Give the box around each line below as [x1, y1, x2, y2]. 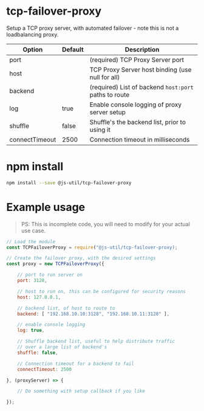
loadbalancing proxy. [6, 30, 59, 38]
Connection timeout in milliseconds [89, 135, 190, 143]
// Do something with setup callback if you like [17, 388, 146, 395]
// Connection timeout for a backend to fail [17, 361, 135, 367]
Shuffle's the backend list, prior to [89, 117, 186, 126]
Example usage [6, 200, 86, 214]
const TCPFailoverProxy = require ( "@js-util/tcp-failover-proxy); [6, 244, 178, 250]
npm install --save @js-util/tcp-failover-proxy [6, 179, 132, 186]
